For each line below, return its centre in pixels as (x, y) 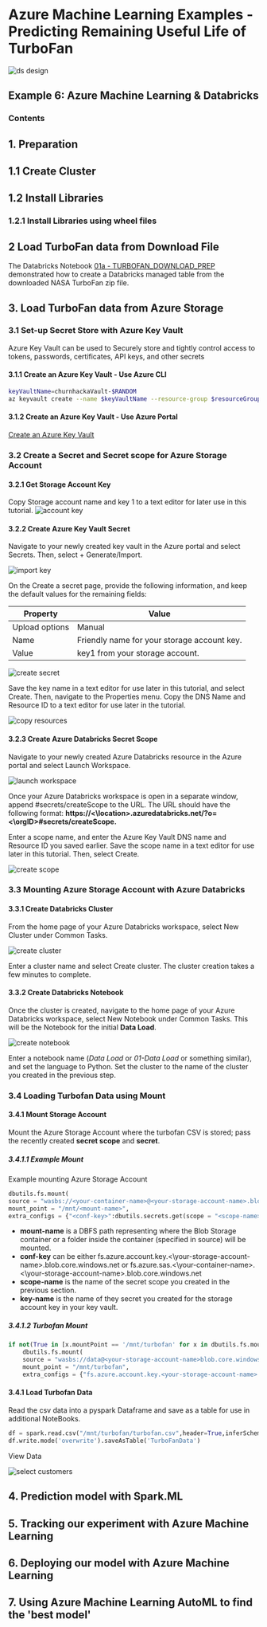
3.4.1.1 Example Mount (46, 1159)
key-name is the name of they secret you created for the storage (126, 1299)
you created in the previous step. (62, 1075)
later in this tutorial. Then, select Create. (74, 853)
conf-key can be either (58, 1257)
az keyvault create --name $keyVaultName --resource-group (108, 399)
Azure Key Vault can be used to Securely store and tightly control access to (132, 347)
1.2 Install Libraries (56, 198)
